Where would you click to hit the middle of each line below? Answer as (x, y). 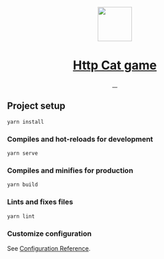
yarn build (23, 185)
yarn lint (21, 216)
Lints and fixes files (40, 202)
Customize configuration (50, 234)
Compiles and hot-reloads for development (80, 139)
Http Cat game (115, 66)
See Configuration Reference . (49, 248)
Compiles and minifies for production (70, 170)
